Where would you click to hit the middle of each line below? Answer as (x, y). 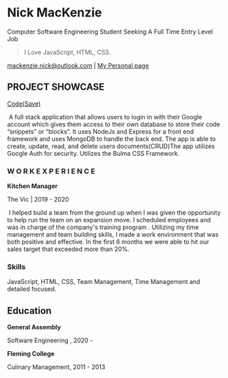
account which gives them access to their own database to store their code (114, 124)
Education (30, 310)
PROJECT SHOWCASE (56, 87)
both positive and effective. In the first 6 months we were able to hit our (108, 242)
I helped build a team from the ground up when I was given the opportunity (115, 213)
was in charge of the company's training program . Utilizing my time (103, 227)
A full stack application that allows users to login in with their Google (105, 117)
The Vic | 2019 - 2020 (38, 200)
